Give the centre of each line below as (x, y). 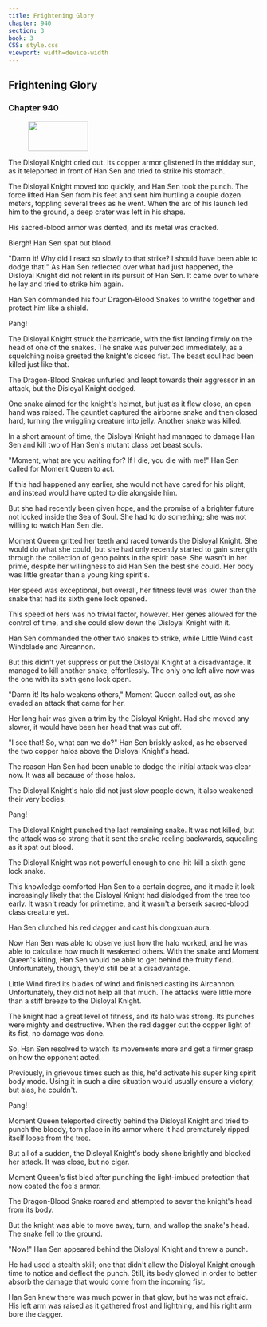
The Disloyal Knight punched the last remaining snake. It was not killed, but (132, 830)
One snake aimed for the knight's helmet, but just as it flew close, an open (130, 404)
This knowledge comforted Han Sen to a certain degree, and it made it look (132, 886)
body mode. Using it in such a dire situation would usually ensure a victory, (132, 1081)
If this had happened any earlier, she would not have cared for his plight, (127, 484)
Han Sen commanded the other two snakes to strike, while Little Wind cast (130, 638)
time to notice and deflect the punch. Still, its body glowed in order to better (133, 1273)
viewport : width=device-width (59, 53)
